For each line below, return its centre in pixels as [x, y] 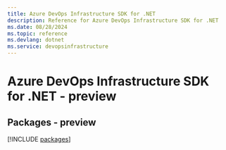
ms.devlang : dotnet [36, 40]
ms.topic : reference [38, 33]
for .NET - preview [62, 96]
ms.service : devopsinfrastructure [58, 46]
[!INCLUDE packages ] [39, 139]
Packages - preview [52, 122]
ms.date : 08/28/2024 [38, 27]
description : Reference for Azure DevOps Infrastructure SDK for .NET [113, 20]
